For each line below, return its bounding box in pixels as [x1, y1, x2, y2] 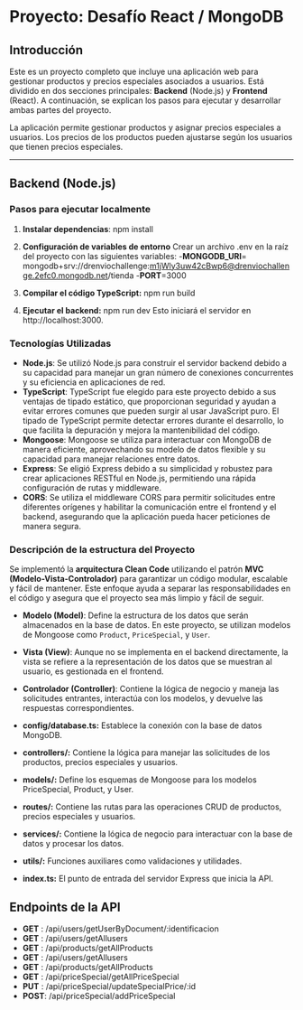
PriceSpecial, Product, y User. [22, 784, 134, 795]
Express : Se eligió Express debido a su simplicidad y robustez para [22, 463, 273, 473]
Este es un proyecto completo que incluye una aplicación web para [9, 66, 259, 77]
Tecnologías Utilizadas [9, 337, 112, 350]
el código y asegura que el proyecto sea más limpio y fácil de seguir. [9, 593, 264, 603]
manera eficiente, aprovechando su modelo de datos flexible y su [22, 444, 266, 454]
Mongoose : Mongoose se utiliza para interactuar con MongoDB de [22, 434, 272, 444]
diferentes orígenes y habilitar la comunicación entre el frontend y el [22, 501, 277, 512]
